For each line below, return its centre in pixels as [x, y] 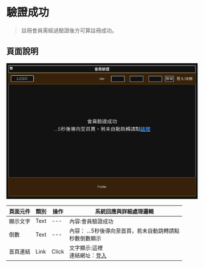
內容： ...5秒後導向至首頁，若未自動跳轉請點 [125, 231]
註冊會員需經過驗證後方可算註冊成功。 [69, 30]
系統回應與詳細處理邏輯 [124, 211]
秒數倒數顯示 [85, 238]
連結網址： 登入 [88, 255]
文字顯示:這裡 [86, 248]
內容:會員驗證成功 [91, 221]
